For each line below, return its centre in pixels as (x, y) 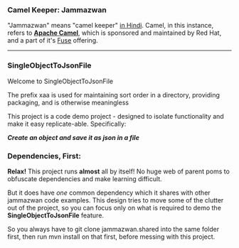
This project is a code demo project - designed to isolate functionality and (116, 116)
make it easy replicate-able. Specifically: (67, 124)
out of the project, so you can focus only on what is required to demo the (115, 207)
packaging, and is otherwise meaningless (68, 102)
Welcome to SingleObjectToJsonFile (60, 81)
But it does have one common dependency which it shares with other (109, 193)
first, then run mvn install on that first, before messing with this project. (111, 237)
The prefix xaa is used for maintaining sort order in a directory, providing (114, 95)
